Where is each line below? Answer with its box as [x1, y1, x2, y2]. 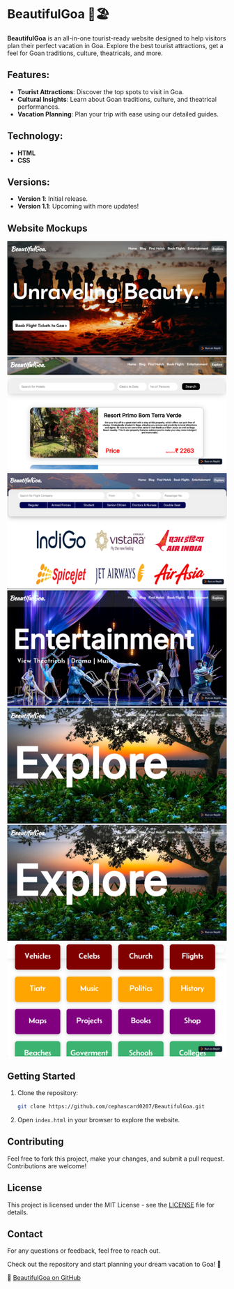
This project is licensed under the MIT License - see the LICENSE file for [7, 1200, 214, 1209]
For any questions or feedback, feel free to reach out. [7, 1246, 161, 1255]
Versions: [7, 176, 50, 188]
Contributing [7, 1136, 64, 1148]
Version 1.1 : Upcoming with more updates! [17, 202, 139, 211]
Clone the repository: [17, 1089, 79, 1097]
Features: [7, 69, 50, 81]
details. [7, 1208, 29, 1216]
